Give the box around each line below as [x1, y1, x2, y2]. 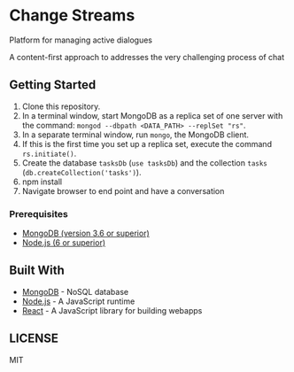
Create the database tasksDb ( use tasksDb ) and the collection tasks [21, 157, 268, 168]
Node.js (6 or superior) [21, 237, 106, 248]
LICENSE [9, 331, 59, 346]
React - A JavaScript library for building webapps [21, 305, 203, 315]
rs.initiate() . [21, 148, 77, 159]
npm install [21, 176, 63, 187]
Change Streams [9, 5, 135, 26]
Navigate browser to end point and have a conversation [21, 185, 225, 196]
